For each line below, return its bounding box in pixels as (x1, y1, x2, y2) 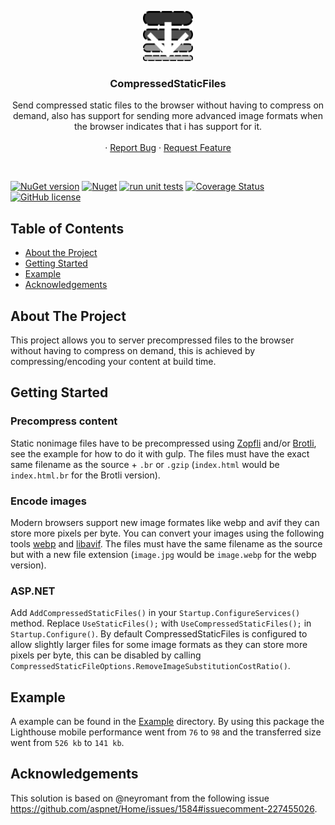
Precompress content (10, 414, 118, 428)
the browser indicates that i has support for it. (73, 121, 263, 133)
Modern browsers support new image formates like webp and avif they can (10, 516, 320, 528)
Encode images (10, 494, 87, 508)
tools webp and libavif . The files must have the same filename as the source (10, 537, 323, 550)
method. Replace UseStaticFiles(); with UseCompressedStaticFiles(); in (10, 617, 312, 630)
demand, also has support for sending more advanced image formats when (12, 110, 324, 122)
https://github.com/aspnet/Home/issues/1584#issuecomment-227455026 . (10, 802, 318, 815)
